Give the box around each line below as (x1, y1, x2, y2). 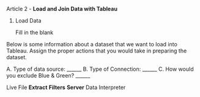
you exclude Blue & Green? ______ (6, 72, 91, 79)
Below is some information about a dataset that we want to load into (6, 41, 177, 48)
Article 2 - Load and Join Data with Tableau (6, 5, 118, 12)
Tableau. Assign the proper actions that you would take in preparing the (6, 47, 187, 54)
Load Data (15, 17, 42, 24)
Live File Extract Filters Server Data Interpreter (6, 84, 126, 91)
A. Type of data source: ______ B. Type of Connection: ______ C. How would (6, 65, 194, 73)
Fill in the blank (15, 29, 54, 36)
